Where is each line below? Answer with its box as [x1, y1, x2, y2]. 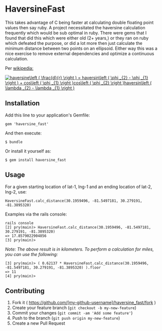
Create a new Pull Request [12, 320, 66, 326]
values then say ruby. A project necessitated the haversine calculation [5, 24, 145, 30]
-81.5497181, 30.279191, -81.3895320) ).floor [5, 265, 101, 270]
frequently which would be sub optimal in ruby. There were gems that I [5, 30, 147, 36]
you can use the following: [5, 251, 58, 257]
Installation [5, 99, 40, 108]
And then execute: [5, 130, 42, 136]
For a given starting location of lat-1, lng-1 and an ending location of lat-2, [5, 184, 152, 190]
